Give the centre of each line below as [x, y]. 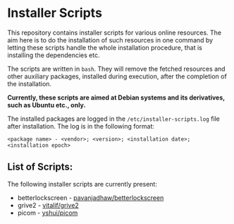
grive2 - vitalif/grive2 [48, 205]
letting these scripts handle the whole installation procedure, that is [105, 47]
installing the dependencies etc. [54, 55]
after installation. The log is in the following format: [81, 126]
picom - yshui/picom [48, 213]
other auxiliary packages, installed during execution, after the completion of [117, 76]
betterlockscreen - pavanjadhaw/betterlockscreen [91, 198]
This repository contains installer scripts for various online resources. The [115, 33]
